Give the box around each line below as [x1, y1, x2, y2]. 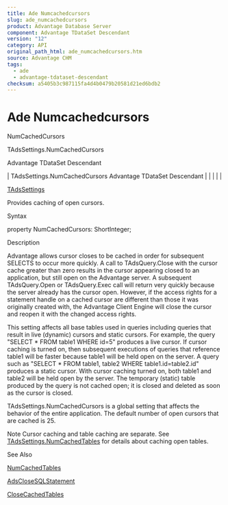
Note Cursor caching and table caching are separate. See [7, 430, 170, 439]
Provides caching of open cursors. [7, 199, 105, 207]
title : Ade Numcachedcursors [7, 10, 90, 17]
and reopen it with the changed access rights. [7, 310, 137, 319]
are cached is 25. [7, 417, 56, 425]
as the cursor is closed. [7, 389, 73, 397]
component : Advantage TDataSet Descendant [7, 29, 130, 36]
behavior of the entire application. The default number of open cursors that [7, 409, 219, 418]
